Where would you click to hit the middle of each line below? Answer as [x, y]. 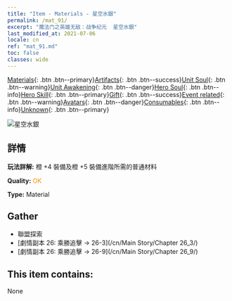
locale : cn [23, 40]
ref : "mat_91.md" [33, 46]
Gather [23, 216]
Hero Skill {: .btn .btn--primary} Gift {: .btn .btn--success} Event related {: [123, 94]
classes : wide [28, 60]
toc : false [23, 53]
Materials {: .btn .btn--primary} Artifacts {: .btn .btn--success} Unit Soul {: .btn [117, 79]
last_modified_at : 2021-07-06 [52, 33]
